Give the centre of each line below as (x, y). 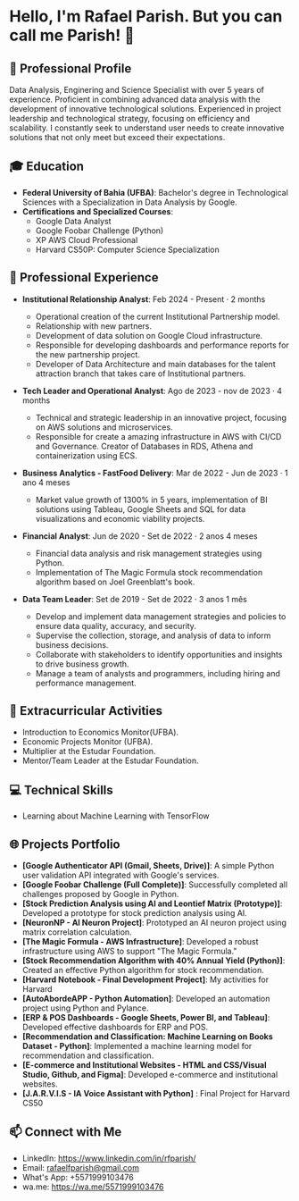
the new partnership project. (88, 354)
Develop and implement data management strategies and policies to (161, 616)
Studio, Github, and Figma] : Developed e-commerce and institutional (150, 1075)
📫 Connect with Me (66, 1132)
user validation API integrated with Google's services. (120, 875)
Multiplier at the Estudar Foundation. (89, 752)
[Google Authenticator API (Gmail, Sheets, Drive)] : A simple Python (148, 866)
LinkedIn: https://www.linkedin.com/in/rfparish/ (109, 1158)
